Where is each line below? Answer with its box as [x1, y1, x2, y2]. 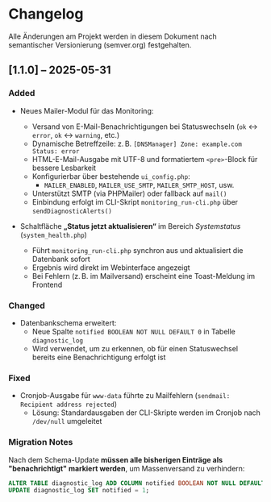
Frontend [31, 280, 63, 289]
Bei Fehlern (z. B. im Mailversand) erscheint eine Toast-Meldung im [31, 271, 256, 280]
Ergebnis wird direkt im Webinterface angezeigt [31, 263, 191, 272]
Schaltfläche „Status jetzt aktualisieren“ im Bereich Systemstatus [19, 221, 241, 230]
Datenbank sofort [31, 254, 90, 263]
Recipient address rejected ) [19, 400, 118, 409]
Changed [8, 300, 46, 311]
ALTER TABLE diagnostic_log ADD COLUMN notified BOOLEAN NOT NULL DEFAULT [8, 479, 265, 487]
